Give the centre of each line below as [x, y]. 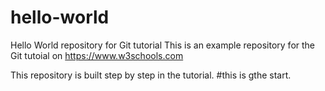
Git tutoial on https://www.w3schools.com [97, 55]
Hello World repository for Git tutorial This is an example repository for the [163, 45]
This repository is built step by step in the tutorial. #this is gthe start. [151, 75]
